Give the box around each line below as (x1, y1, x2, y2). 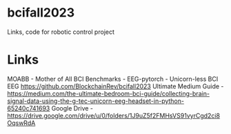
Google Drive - (51, 104, 94, 112)
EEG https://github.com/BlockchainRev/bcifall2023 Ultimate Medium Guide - (7, 82, 224, 90)
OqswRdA (7, 119, 36, 127)
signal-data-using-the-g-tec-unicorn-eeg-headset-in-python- (7, 97, 185, 105)
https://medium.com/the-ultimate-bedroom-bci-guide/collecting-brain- (7, 89, 210, 97)
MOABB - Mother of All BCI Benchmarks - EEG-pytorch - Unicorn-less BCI (7, 75, 219, 83)
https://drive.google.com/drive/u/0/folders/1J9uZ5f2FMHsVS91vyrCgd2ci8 (7, 111, 221, 119)
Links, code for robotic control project (7, 28, 115, 36)
